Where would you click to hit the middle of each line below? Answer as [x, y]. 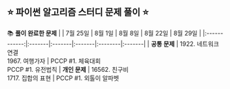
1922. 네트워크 [199, 44]
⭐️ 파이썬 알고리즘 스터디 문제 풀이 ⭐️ [78, 12]
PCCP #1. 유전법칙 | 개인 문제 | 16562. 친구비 [68, 69]
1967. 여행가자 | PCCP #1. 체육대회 [54, 61]
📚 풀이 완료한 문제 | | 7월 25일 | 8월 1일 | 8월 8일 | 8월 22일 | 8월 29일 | [104, 33]
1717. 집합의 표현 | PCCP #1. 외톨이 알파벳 [63, 78]
